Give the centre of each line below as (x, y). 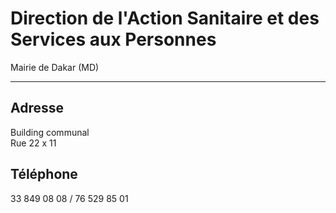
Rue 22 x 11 (33, 143)
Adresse (37, 108)
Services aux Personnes (113, 39)
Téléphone (44, 174)
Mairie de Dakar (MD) (55, 67)
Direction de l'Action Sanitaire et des (165, 18)
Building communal (50, 132)
